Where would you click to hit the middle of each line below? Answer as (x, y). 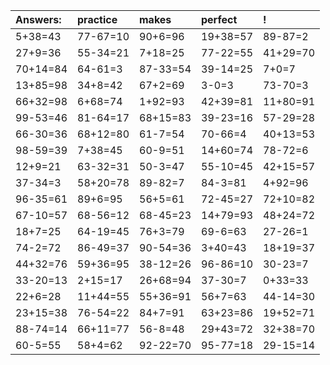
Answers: (38, 19)
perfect (219, 19)
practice (97, 19)
